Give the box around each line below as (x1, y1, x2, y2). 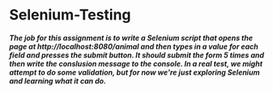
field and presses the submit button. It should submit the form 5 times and (9, 50, 265, 60)
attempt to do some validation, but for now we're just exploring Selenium (9, 67, 260, 77)
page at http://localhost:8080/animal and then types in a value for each (9, 41, 258, 51)
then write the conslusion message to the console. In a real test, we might (9, 58, 262, 68)
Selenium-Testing (9, 6, 132, 24)
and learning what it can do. (9, 75, 107, 86)
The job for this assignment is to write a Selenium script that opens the (9, 32, 254, 42)
